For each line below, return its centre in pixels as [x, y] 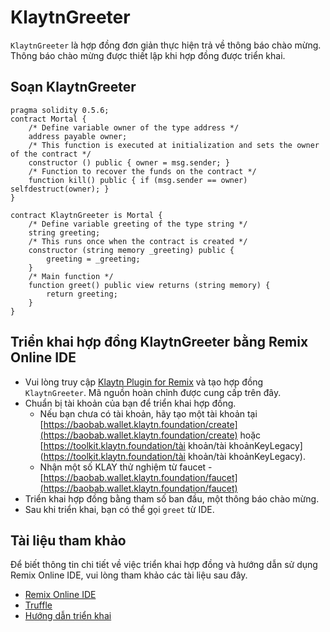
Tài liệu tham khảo [68, 540]
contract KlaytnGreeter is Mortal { [86, 215]
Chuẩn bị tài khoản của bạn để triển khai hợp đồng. [130, 403]
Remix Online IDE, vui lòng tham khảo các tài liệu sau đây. [129, 575]
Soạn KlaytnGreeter [73, 87]
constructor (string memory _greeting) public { [131, 250]
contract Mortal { [48, 119]
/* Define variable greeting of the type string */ [138, 224]
